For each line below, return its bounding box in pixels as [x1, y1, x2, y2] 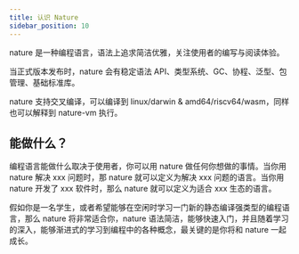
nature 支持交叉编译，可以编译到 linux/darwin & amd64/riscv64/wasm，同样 [9, 95, 289, 107]
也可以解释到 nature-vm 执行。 [9, 107, 123, 118]
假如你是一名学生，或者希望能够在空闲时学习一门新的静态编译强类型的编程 [9, 202, 282, 213]
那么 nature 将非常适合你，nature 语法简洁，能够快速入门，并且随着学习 [24, 213, 289, 224]
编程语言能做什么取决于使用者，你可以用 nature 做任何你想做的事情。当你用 [9, 161, 287, 172]
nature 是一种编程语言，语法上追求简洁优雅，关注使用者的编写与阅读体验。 [9, 46, 285, 58]
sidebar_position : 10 [9, 21, 90, 30]
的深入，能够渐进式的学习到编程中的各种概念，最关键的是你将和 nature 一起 [9, 225, 287, 235]
